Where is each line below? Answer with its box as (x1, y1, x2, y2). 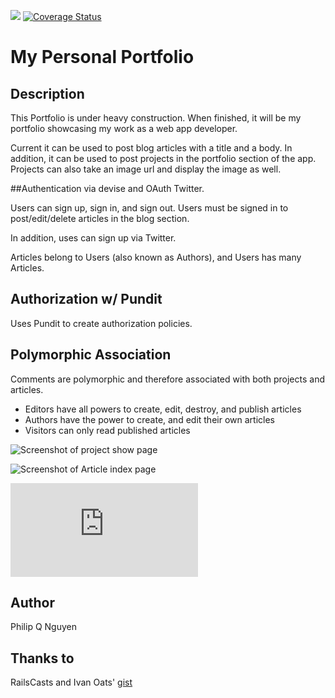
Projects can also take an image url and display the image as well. (10, 163, 282, 175)
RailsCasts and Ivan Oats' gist (10, 676, 133, 689)
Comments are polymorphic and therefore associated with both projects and (10, 373, 325, 385)
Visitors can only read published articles (24, 424, 191, 436)
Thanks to (10, 650, 75, 667)
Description (10, 85, 85, 102)
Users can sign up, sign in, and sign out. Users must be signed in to (10, 202, 289, 214)
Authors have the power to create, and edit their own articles (24, 413, 275, 425)
